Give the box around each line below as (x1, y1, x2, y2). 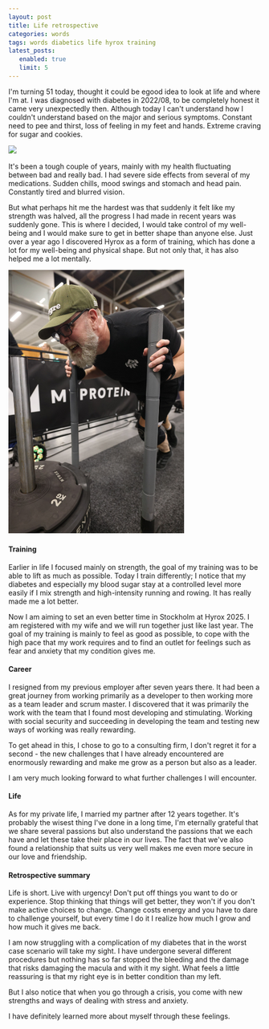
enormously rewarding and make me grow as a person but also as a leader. (8, 757, 257, 767)
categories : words (8, 30, 70, 38)
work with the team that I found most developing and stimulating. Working (8, 707, 253, 718)
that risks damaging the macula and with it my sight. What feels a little (8, 963, 240, 973)
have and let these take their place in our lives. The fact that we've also (8, 835, 243, 844)
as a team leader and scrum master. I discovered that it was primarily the (8, 699, 249, 709)
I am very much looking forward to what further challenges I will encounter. (8, 773, 257, 783)
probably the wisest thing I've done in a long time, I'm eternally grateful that (8, 817, 259, 827)
